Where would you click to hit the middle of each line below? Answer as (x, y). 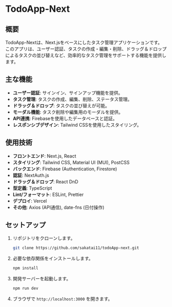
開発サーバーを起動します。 (42, 279)
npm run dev (25, 289)
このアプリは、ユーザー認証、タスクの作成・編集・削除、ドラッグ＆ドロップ (86, 49)
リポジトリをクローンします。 (44, 238)
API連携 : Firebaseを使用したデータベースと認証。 (65, 118)
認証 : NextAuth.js (31, 175)
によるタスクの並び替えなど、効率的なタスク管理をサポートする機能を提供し (86, 55)
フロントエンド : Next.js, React (44, 156)
